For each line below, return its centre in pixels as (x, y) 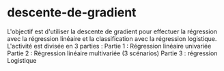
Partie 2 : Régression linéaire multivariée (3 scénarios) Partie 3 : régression (112, 53)
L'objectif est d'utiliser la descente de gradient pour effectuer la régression (112, 31)
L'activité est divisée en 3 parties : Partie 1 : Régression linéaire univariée (109, 46)
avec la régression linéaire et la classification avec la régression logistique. (112, 38)
